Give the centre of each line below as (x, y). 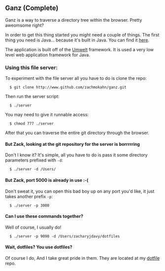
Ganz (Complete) (32, 8)
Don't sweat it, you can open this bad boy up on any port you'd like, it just (80, 191)
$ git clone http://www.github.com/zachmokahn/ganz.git (68, 87)
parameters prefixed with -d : (34, 160)
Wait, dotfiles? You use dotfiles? (39, 247)
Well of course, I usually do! (33, 227)
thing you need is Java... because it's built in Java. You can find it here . (77, 40)
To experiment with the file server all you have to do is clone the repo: (76, 78)
